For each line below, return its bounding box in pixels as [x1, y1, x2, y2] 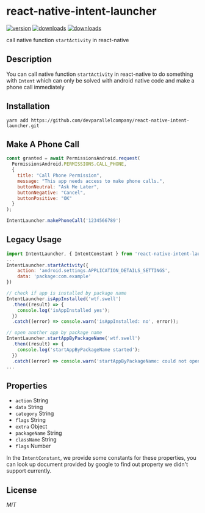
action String [15, 397, 49, 404]
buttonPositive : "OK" [17, 195, 72, 201]
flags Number [15, 442, 51, 450]
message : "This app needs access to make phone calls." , [17, 178, 165, 184]
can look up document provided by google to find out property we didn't [6, 460, 189, 468]
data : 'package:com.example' [17, 273, 92, 279]
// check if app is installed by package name [6, 290, 127, 297]
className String [15, 436, 57, 443]
